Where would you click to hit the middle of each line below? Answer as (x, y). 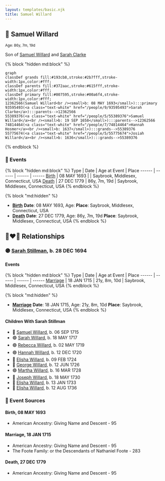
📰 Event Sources (25, 401)
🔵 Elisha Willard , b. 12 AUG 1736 (45, 388)
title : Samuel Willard (28, 14)
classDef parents (23, 86)
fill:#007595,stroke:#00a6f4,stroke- (81, 95)
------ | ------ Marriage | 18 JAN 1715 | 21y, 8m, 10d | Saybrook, (81, 281)
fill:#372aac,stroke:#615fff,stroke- (81, 86)
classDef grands (22, 78)
